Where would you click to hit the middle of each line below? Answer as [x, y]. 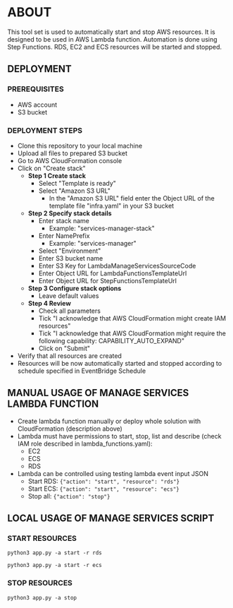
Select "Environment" [70, 251]
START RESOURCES [42, 539]
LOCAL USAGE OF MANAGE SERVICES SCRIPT [111, 519]
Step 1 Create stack [57, 175]
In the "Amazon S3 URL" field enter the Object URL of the [132, 198]
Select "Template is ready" [77, 183]
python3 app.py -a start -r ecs [55, 566]
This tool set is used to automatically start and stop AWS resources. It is [112, 32]
